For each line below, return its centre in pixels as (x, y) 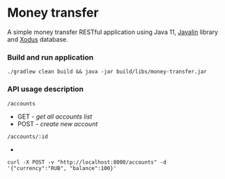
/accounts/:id (28, 137)
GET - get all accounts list (55, 117)
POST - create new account (57, 123)
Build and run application (51, 57)
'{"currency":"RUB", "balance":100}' (62, 168)
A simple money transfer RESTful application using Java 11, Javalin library (113, 32)
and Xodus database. (38, 39)
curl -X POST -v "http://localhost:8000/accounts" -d (87, 162)
